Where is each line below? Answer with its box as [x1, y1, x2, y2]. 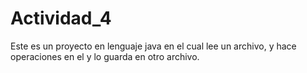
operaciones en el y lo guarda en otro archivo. [10, 50, 200, 62]
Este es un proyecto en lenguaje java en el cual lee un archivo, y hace [10, 40, 297, 52]
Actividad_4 [10, 7, 112, 30]
